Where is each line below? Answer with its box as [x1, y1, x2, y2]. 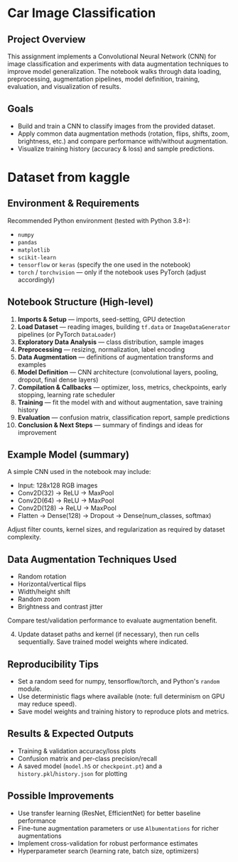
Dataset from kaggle [7, 169, 130, 185]
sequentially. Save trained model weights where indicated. [17, 637, 188, 646]
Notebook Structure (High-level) [7, 296, 154, 308]
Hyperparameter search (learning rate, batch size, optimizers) [17, 846, 200, 855]
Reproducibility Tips [7, 658, 99, 670]
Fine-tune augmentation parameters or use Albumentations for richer [17, 824, 219, 832]
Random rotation [17, 572, 67, 581]
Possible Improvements [7, 790, 114, 802]
